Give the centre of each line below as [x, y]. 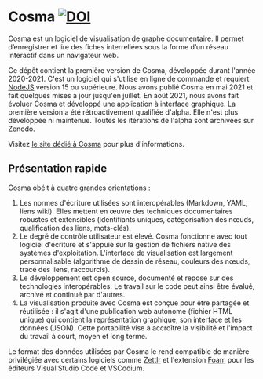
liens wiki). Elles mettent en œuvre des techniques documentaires [126, 211]
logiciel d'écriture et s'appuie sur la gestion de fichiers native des [125, 244]
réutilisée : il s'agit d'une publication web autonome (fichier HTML [126, 311]
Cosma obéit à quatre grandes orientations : [79, 188]
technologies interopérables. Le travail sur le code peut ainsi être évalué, [137, 286]
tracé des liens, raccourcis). [64, 269]
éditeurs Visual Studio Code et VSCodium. [77, 368]
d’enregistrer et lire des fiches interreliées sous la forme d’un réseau [119, 46]
